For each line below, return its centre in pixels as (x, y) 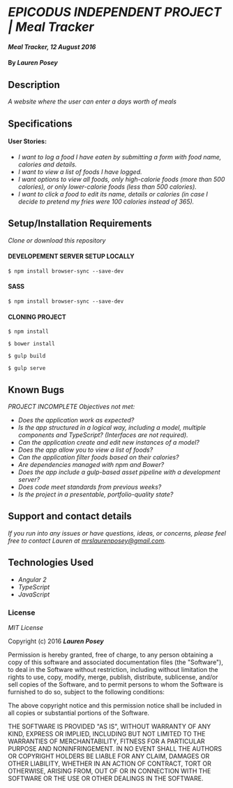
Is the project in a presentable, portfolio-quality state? (96, 494)
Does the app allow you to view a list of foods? (85, 450)
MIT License (26, 627)
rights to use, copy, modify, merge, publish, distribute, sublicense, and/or (113, 677)
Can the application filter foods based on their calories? (98, 457)
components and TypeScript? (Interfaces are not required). (103, 435)
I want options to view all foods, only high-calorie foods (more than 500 (121, 179)
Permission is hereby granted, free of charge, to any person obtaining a (111, 654)
